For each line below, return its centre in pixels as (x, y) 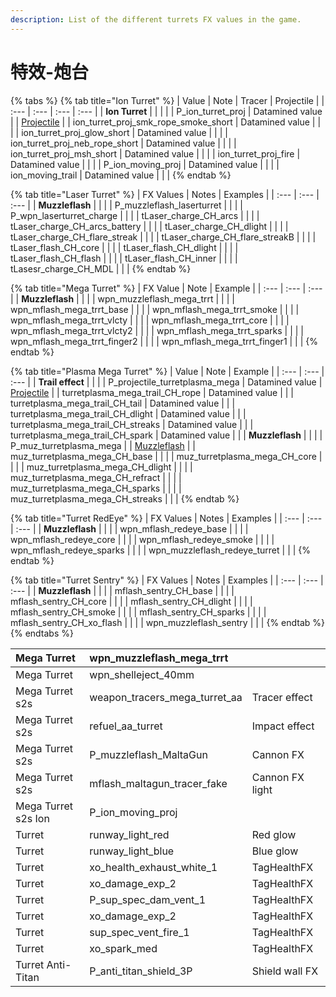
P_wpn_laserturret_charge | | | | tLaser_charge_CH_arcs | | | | (135, 215)
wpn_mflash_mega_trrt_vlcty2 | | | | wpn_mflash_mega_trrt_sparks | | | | (157, 330)
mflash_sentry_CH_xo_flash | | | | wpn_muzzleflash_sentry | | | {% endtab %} (168, 622)
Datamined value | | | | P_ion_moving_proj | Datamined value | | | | (145, 164)
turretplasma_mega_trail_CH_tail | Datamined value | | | (123, 403)
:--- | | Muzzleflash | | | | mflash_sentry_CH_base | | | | (122, 590)
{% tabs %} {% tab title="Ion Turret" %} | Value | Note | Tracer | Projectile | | (167, 100)
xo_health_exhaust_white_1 (153, 867)
